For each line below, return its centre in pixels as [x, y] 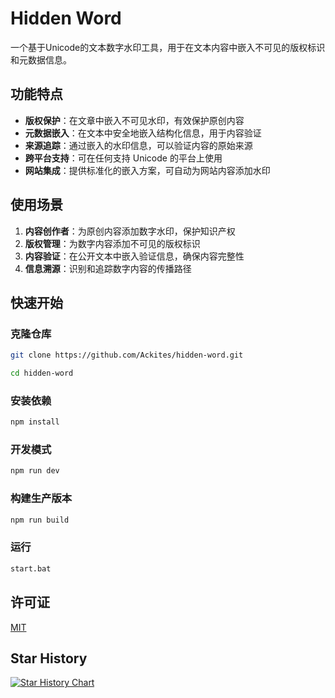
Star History [49, 658]
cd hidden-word [42, 373]
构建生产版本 [41, 499]
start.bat [31, 568]
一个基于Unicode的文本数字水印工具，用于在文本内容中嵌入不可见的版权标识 [168, 47]
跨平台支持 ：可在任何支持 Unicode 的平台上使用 [123, 158]
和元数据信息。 [41, 59]
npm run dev [35, 471]
